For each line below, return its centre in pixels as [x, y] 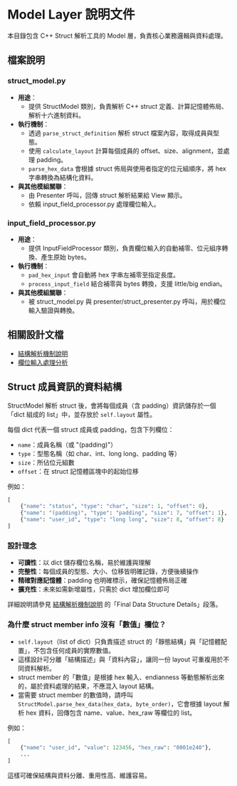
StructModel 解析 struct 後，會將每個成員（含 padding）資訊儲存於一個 [112, 405]
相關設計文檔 [36, 335]
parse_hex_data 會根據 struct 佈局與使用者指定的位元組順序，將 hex [127, 169]
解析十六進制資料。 [57, 115]
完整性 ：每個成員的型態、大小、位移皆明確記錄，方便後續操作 [108, 572]
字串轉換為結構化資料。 [63, 177]
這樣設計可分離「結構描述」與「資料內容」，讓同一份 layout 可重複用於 [120, 659]
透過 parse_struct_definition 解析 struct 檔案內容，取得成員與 [121, 133]
